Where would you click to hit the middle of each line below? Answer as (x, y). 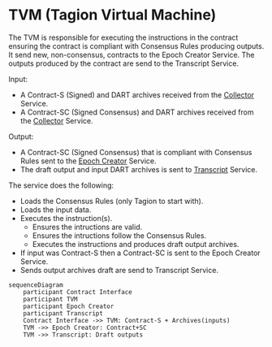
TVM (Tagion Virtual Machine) (112, 15)
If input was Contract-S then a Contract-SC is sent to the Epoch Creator (140, 253)
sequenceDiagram (36, 285)
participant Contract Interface (78, 292)
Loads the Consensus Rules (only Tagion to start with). (112, 201)
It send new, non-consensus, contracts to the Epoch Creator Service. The (132, 54)
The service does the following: (61, 185)
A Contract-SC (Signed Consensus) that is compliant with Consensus (136, 152)
